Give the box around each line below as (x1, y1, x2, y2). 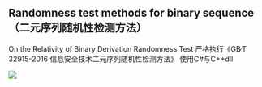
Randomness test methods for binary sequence (8, 6, 255, 20)
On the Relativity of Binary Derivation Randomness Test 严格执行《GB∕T (8, 43, 247, 53)
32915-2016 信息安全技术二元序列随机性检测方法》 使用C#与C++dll (8, 54, 234, 64)
